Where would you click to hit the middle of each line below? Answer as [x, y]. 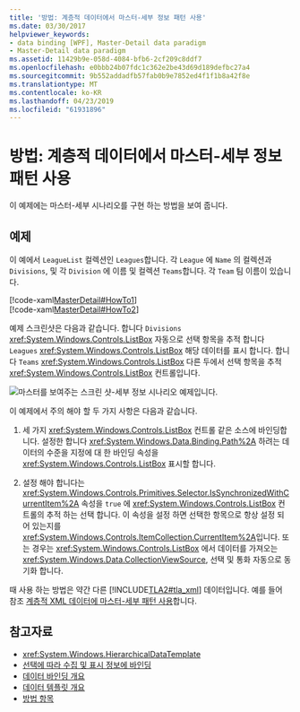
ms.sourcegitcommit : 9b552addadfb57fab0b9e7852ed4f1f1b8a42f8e [130, 76]
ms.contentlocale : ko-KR [56, 92]
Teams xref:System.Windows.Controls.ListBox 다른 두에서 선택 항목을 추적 [150, 361]
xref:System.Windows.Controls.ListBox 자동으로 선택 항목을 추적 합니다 [137, 339]
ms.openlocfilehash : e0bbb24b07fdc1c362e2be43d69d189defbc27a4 [130, 68]
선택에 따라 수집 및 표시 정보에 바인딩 [87, 664]
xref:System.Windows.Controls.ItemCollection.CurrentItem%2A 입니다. [151, 537]
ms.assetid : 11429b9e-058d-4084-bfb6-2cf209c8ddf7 [106, 59]
